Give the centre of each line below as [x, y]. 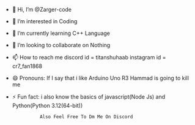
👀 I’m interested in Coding [45, 21]
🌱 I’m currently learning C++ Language [61, 33]
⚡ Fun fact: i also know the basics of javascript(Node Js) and [89, 97]
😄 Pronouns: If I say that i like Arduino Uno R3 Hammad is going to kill [101, 78]
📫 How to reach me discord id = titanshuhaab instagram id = [89, 57]
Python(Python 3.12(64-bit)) [47, 105]
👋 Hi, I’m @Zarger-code [42, 9]
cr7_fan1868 [27, 66]
